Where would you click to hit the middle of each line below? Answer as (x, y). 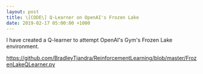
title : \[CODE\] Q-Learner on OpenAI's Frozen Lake (72, 17)
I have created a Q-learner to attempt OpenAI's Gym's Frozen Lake (89, 40)
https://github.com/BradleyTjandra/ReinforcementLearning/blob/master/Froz (101, 58)
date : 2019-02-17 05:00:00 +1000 (48, 23)
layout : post (23, 12)
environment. (23, 46)
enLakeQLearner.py (31, 64)
